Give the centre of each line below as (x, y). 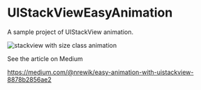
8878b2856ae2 (30, 79)
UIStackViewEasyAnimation (90, 13)
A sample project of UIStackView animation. (70, 32)
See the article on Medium (45, 58)
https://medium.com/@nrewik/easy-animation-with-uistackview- (100, 72)
